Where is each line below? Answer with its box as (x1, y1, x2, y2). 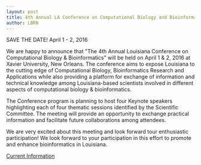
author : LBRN (6, 20, 39, 26)
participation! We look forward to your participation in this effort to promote (6, 135, 191, 142)
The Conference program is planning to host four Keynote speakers (6, 97, 173, 105)
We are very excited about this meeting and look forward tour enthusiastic (6, 128, 189, 135)
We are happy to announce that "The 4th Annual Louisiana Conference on (6, 48, 188, 55)
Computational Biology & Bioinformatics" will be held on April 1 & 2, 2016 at (6, 54, 191, 62)
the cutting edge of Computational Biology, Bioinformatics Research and (6, 67, 184, 74)
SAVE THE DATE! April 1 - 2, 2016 (6, 36, 88, 44)
